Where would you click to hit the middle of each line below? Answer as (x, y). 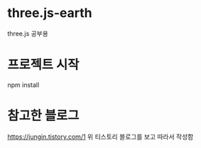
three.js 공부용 (28, 33)
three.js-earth (50, 13)
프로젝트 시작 (43, 65)
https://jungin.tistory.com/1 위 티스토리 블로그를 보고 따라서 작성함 (101, 137)
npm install (23, 85)
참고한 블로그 (43, 116)
